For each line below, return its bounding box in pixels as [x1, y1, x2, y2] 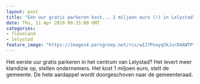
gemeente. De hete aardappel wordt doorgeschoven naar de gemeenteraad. [6, 71, 193, 78]
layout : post [6, 8, 39, 15]
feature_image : [6, 42, 44, 48]
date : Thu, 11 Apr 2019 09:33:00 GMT [6, 20, 100, 26]
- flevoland [6, 31, 36, 37]
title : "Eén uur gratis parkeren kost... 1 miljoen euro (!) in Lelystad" [6, 14, 196, 20]
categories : [6, 25, 36, 32]
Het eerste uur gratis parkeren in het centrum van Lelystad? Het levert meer [6, 58, 192, 66]
